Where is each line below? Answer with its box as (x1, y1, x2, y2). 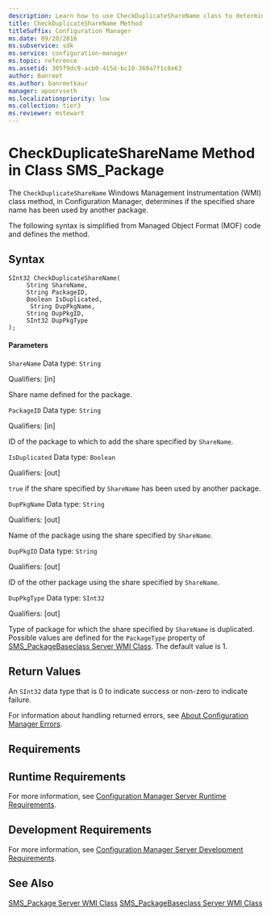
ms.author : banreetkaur (8, 79, 89, 87)
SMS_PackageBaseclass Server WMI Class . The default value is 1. (8, 641, 228, 650)
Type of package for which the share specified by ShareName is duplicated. (8, 624, 255, 634)
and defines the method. (8, 229, 90, 239)
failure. (8, 695, 32, 705)
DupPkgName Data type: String (8, 499, 105, 508)
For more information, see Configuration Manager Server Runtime (8, 791, 227, 801)
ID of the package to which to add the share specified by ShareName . (8, 437, 234, 446)
